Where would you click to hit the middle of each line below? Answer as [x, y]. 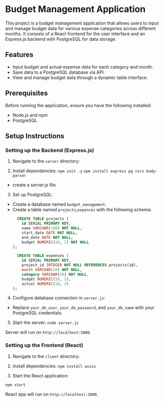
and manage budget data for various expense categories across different [80, 28]
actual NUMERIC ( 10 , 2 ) [45, 284]
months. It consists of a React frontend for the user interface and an [75, 34]
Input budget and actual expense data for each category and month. [83, 67]
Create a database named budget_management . [59, 204]
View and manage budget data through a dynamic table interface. [80, 77]
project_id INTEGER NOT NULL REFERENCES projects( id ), [80, 265]
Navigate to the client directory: [46, 356]
